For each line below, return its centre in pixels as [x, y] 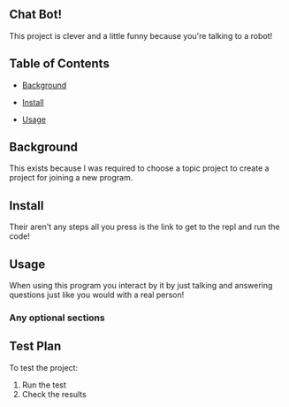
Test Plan [35, 346]
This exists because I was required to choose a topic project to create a [139, 168]
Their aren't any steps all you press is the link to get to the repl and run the [144, 227]
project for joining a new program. [71, 178]
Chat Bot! [36, 15]
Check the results [54, 394]
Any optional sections [57, 318]
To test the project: [43, 367]
